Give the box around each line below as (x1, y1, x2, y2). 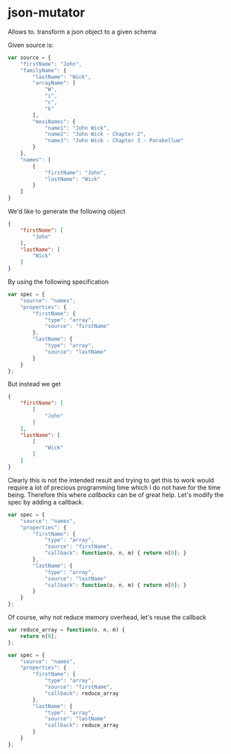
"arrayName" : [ (32, 80, 76, 87)
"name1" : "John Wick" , (44, 124, 110, 131)
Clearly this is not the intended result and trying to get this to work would (8, 476, 214, 484)
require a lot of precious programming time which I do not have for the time (8, 483, 221, 491)
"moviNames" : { (32, 118, 76, 125)
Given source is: (8, 41, 54, 49)
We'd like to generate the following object (8, 208, 126, 216)
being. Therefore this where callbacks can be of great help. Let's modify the (8, 490, 224, 499)
